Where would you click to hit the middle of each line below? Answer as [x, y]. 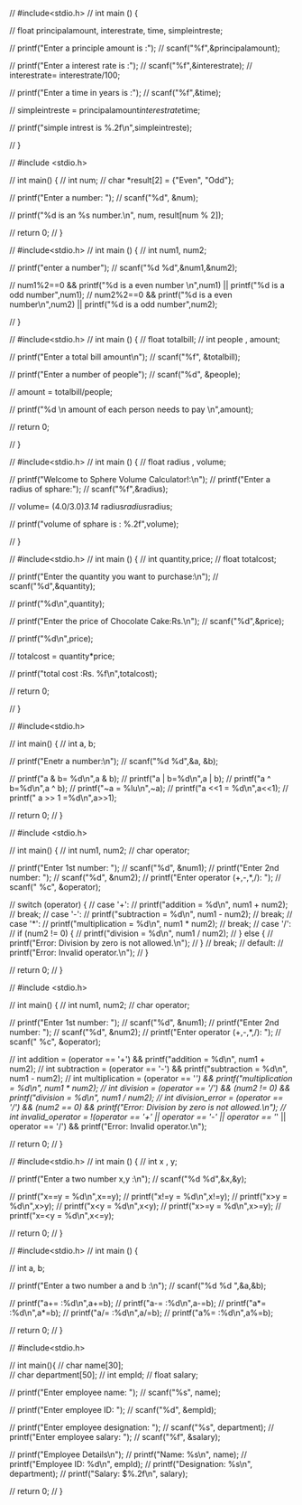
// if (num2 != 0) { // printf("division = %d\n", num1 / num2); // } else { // [141, 933]
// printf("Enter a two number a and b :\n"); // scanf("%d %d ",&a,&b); [138, 1285]
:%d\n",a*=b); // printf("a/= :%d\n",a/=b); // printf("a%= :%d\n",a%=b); [141, 1313]
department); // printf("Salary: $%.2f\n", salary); [99, 1473]
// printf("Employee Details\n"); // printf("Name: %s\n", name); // [128, 1454]
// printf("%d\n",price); [51, 639]
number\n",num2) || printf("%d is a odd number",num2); [114, 304]
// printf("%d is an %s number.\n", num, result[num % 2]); [116, 215]
